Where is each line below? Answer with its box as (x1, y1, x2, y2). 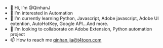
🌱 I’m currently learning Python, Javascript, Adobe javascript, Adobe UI (10, 15, 159, 21)
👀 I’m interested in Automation (10, 10, 73, 16)
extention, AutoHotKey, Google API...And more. (10, 20, 109, 26)
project (10, 31, 25, 37)
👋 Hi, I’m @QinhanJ (10, 5, 51, 10)
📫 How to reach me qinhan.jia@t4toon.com (10, 37, 102, 42)
